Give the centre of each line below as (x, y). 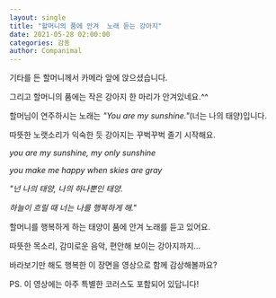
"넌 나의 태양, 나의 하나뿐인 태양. (66, 188)
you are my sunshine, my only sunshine (83, 153)
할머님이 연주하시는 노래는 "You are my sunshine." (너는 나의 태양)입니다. (138, 116)
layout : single (38, 18)
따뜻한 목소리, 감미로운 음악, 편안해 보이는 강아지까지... (105, 246)
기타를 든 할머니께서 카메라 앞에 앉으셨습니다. (89, 78)
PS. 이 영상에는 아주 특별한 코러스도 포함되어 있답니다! (104, 285)
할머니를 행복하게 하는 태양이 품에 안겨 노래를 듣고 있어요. (110, 227)
